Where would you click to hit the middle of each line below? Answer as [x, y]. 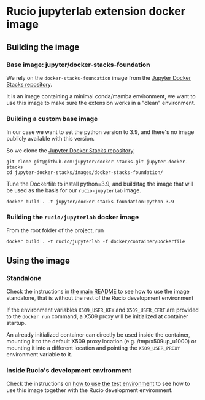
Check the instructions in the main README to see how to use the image [98, 292]
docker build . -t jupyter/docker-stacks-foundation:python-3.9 [90, 202]
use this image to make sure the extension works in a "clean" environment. [101, 103]
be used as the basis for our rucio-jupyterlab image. [74, 190]
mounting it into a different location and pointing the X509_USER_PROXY [93, 348]
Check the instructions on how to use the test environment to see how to [98, 384]
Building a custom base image [52, 119]
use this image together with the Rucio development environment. [90, 390]
